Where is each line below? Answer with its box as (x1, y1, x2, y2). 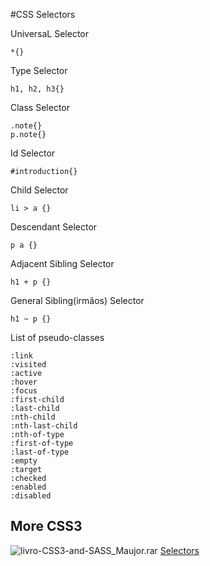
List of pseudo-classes (10, 332, 105, 343)
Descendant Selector (10, 221, 98, 233)
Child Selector (10, 184, 69, 196)
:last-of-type (10, 447, 70, 457)
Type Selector (10, 65, 68, 76)
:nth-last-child (10, 421, 78, 431)
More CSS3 (10, 518, 83, 535)
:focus (10, 386, 38, 396)
